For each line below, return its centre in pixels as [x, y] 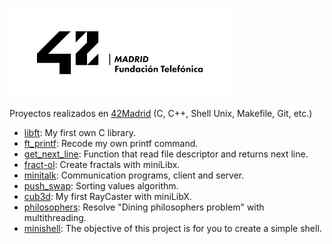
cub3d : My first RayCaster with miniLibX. [107, 196]
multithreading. [55, 217]
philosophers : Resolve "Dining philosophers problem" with [144, 207]
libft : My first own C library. [79, 132]
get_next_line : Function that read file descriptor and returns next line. [166, 154]
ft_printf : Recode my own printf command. [111, 143]
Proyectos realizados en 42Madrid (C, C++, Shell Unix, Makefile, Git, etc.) [161, 113]
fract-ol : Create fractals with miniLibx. [102, 164]
